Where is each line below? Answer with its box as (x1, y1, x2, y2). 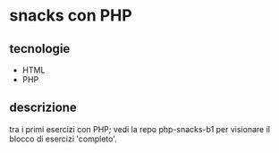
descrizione (9, 100, 78, 115)
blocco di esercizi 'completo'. (9, 133, 118, 144)
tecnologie (9, 41, 71, 56)
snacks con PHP (9, 5, 132, 26)
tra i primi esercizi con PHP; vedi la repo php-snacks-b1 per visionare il (9, 123, 271, 134)
